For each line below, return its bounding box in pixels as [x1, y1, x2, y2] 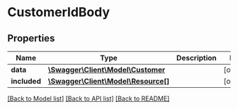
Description [176, 53, 217, 63]
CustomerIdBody [7, 4, 110, 20]
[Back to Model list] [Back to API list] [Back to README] [7, 94, 170, 103]
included [11, 77, 41, 86]
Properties [7, 32, 55, 44]
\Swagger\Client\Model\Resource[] [47, 77, 170, 86]
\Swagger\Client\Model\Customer [47, 65, 165, 75]
